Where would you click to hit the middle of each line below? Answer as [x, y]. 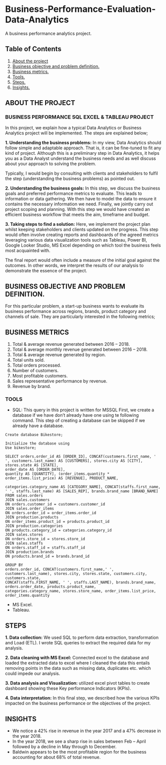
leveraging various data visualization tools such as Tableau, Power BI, [76, 240]
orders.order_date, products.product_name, [51, 587]
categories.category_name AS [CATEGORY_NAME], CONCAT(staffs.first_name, [83, 487]
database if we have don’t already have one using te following [76, 415]
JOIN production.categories [34, 526]
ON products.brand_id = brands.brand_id [48, 557]
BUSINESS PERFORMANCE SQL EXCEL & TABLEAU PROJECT [80, 117]
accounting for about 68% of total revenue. [56, 757]
